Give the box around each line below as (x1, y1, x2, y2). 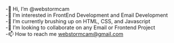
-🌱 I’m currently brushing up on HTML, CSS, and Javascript (5, 18, 150, 24)
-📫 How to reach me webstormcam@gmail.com (5, 31, 124, 37)
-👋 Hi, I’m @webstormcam (5, 6, 70, 12)
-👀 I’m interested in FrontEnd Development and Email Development (5, 12, 168, 19)
